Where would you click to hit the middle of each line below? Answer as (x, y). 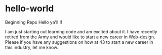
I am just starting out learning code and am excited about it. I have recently (81, 31)
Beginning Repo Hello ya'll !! (34, 22)
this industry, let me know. (32, 47)
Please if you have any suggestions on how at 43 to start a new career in (79, 42)
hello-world (30, 9)
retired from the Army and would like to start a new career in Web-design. (80, 37)
